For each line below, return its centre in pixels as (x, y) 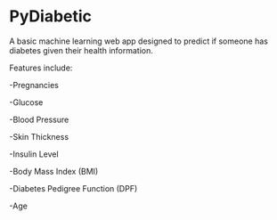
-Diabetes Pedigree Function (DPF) (73, 188)
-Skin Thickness (39, 136)
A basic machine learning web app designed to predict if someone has (139, 41)
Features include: (41, 68)
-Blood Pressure (39, 119)
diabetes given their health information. (81, 50)
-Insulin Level (34, 154)
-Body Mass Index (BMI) (54, 171)
